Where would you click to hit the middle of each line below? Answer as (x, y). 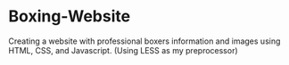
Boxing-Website (70, 16)
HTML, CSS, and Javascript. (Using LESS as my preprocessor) (123, 50)
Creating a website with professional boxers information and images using (144, 41)
